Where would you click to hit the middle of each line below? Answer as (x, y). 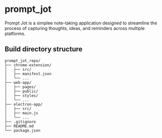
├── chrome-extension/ (28, 65)
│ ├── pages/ (20, 87)
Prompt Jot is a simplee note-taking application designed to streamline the (81, 23)
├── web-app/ (18, 82)
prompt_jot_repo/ (23, 61)
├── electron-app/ (24, 104)
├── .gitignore (20, 122)
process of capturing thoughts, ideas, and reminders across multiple (75, 28)
